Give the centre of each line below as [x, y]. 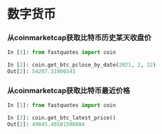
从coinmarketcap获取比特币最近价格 [69, 91]
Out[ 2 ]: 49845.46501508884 [46, 125]
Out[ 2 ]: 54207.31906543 [42, 72]
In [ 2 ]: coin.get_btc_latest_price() [62, 118]
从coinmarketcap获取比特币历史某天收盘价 [79, 37]
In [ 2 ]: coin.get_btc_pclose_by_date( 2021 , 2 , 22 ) [82, 65]
